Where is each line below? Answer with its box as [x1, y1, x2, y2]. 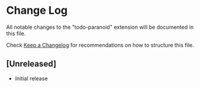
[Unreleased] [6, 59, 57, 69]
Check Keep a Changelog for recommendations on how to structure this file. [6, 41, 195, 49]
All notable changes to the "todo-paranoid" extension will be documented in [6, 23, 194, 31]
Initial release [14, 74, 48, 82]
